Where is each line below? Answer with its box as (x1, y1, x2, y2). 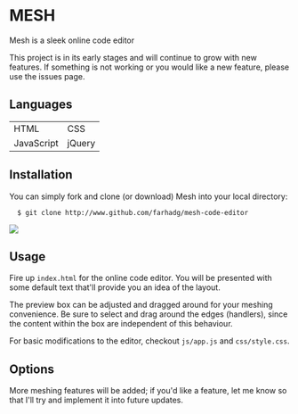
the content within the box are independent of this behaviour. (9, 319, 233, 329)
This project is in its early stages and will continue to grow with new (9, 52, 258, 62)
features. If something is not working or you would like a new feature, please (9, 62, 290, 72)
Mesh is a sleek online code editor (9, 35, 135, 46)
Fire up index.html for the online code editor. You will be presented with (9, 273, 273, 284)
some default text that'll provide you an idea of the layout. (9, 282, 221, 293)
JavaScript (13, 137, 60, 149)
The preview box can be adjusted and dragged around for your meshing (9, 300, 273, 310)
